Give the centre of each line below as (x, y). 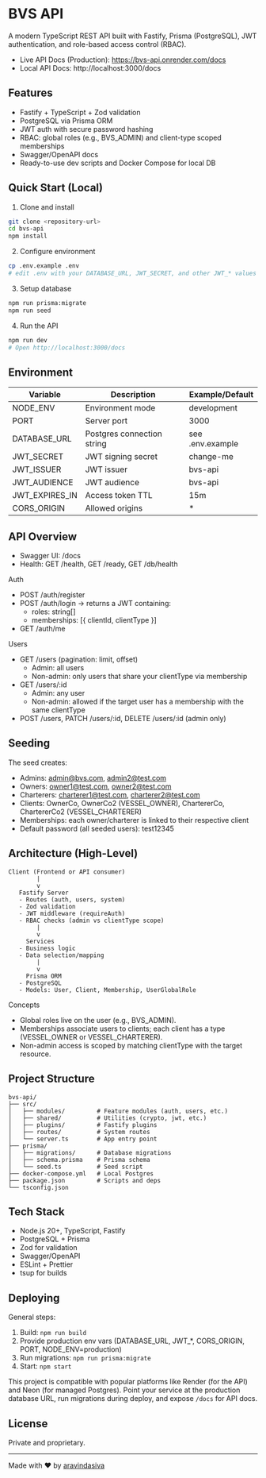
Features (30, 93)
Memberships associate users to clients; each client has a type (122, 1028)
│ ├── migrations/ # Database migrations (90, 1152)
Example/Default (221, 395)
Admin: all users (58, 668)
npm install (28, 236)
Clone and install (47, 206)
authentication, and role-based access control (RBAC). (97, 44)
